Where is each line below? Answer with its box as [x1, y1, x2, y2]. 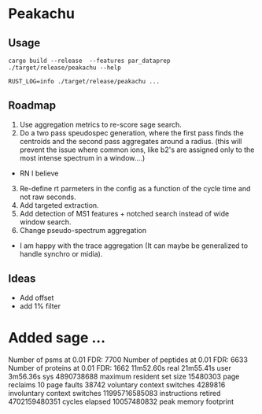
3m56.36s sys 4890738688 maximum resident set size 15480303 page [8, 371, 240, 381]
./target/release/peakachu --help [8, 64, 122, 72]
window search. [19, 217, 72, 227]
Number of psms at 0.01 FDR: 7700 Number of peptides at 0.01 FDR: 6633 [8, 355, 248, 364]
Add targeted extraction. [19, 200, 100, 209]
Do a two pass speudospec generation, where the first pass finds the [19, 128, 244, 138]
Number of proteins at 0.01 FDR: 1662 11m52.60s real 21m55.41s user [8, 363, 232, 372]
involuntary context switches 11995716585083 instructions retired [8, 388, 221, 397]
